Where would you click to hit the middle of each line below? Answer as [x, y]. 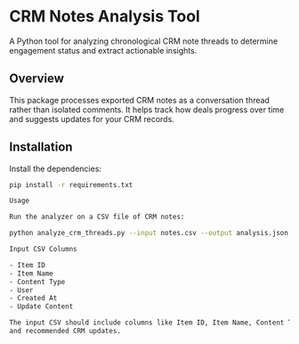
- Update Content [41, 307]
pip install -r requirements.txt [71, 184]
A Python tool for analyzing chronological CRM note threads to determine [144, 41]
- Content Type [37, 282]
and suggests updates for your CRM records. [92, 119]
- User [21, 290]
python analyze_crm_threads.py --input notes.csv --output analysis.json [149, 233]
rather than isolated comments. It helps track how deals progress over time [147, 110]
